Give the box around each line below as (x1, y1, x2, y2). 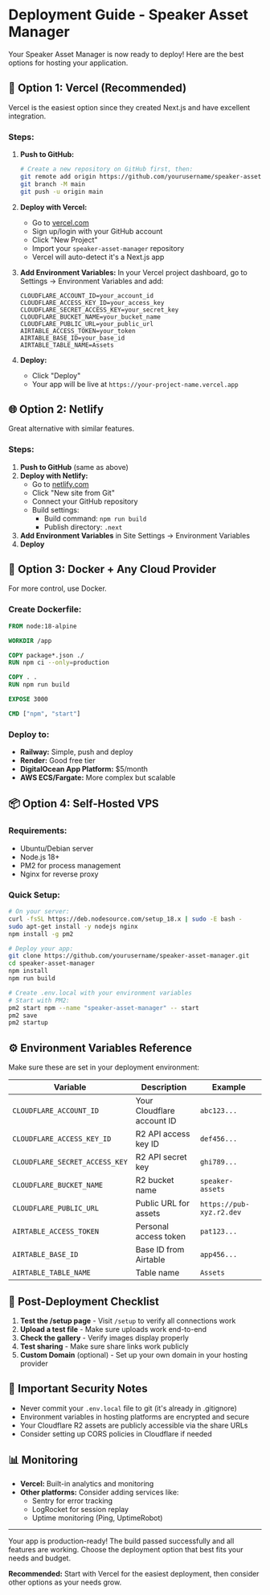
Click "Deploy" (31, 370, 81, 380)
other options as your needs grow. (8, 1577, 122, 1587)
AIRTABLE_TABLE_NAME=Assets (19, 340, 114, 349)
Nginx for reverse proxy (19, 869, 99, 879)
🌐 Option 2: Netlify (8, 402, 104, 416)
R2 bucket (135, 1175, 174, 1186)
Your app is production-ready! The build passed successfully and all (8, 1535, 235, 1546)
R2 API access (135, 1128, 190, 1140)
